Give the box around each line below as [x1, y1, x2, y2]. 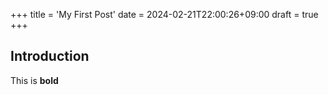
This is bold [10, 74, 59, 86]
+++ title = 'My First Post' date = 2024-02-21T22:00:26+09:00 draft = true [10, 9, 319, 20]
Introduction [10, 48, 90, 65]
